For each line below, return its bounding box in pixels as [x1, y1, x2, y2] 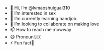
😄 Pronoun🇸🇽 [10, 34, 42, 40]
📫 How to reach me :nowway [10, 27, 72, 32]
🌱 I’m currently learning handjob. [10, 16, 78, 21]
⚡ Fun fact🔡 [10, 40, 34, 45]
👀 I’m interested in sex [10, 10, 56, 16]
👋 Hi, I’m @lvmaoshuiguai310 [10, 5, 70, 11]
